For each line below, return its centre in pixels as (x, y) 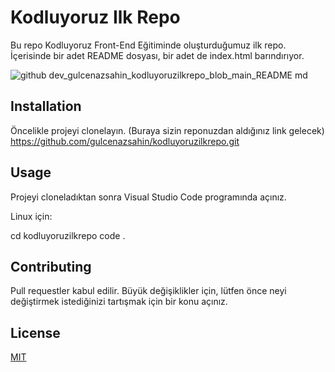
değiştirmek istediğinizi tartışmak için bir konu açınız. (119, 302)
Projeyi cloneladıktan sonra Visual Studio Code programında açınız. (148, 197)
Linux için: (31, 216)
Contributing (51, 266)
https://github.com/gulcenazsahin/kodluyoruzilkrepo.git (125, 141)
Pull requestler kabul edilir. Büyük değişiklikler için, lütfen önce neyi (148, 291)
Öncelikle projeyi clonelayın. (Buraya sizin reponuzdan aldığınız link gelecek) (167, 130)
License (35, 332)
